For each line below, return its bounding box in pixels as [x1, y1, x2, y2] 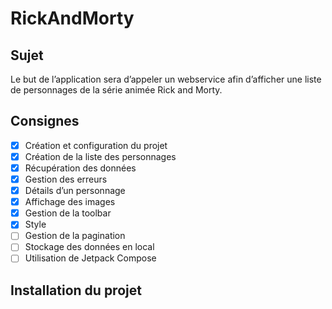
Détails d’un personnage [24, 185, 126, 197]
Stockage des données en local [24, 241, 155, 253]
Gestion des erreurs [24, 173, 108, 185]
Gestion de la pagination [24, 230, 126, 242]
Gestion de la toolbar [24, 207, 112, 219]
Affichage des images [24, 196, 116, 208]
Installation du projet [10, 282, 142, 299]
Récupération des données [24, 162, 137, 174]
